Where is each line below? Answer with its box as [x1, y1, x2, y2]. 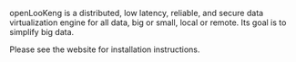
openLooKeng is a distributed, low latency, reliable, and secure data [9, 8, 264, 18]
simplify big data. [9, 27, 75, 37]
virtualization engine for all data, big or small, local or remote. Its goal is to [9, 17, 287, 28]
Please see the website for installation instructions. [9, 44, 200, 55]
